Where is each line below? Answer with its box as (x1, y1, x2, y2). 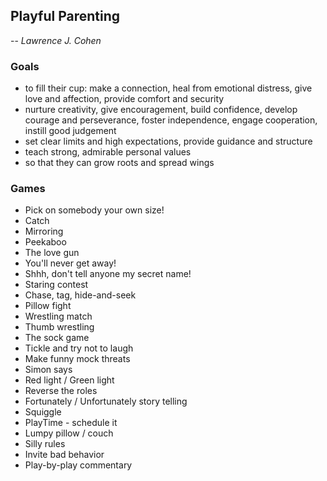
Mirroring (24, 225, 64, 238)
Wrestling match (24, 310, 93, 323)
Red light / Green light (24, 374, 115, 386)
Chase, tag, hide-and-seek (24, 289, 137, 301)
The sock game (24, 332, 90, 344)
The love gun (24, 247, 80, 259)
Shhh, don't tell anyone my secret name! (24, 268, 192, 280)
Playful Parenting (10, 8, 121, 25)
